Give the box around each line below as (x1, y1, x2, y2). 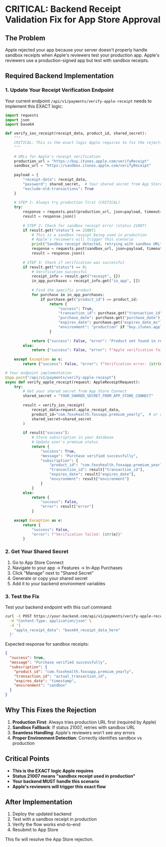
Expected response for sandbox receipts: (5, 641, 89, 647)
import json (5, 118, 30, 122)
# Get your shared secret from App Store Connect (23, 389, 127, 394)
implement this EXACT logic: (5, 103, 63, 109)
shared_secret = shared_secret (31, 417, 92, 422)
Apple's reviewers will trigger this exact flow (12, 784, 106, 789)
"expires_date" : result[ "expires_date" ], (49, 472, 136, 477)
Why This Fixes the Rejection (5, 706, 96, 715)
